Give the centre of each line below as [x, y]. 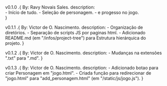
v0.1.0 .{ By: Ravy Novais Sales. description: [50, 7]
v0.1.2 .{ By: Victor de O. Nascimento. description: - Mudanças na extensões [83, 53]
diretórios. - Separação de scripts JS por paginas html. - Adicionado [75, 33]
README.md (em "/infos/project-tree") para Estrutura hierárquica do [76, 38]
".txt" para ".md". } [24, 58]
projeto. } [15, 43]
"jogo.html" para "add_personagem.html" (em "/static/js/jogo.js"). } [74, 78]
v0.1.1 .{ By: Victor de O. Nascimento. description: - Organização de [74, 27]
